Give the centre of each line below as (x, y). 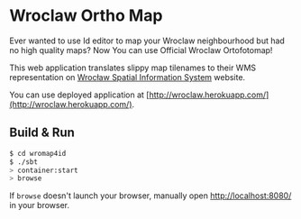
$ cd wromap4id (38, 153)
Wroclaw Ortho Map (86, 16)
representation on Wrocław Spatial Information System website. (128, 77)
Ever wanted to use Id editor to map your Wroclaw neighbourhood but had (147, 41)
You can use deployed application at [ (79, 95)
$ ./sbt (24, 162)
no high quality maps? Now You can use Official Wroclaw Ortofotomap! (141, 50)
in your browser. (40, 205)
